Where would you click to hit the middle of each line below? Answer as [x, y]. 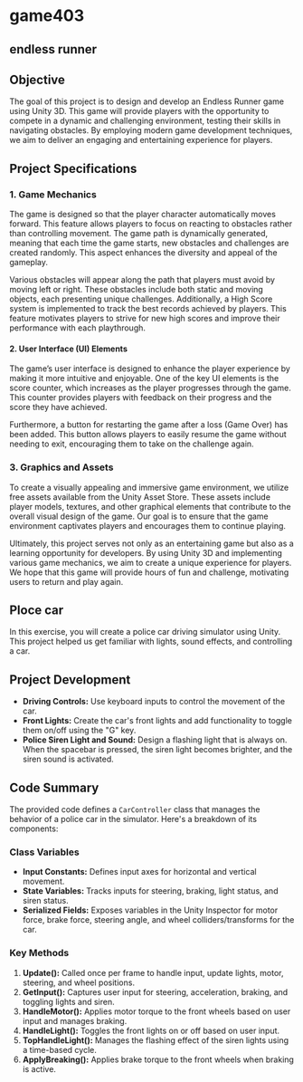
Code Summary [54, 787]
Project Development [70, 680]
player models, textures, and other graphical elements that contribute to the [150, 506]
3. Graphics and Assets [62, 467]
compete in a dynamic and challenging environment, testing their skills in [145, 121]
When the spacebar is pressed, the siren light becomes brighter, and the [157, 750]
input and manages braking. [75, 1020]
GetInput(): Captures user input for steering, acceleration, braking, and [155, 991]
